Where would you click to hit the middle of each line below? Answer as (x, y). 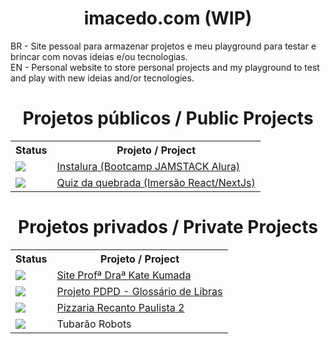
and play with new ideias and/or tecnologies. (102, 78)
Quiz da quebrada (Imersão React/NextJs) (156, 182)
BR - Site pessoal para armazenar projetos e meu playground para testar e (163, 46)
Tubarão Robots (94, 324)
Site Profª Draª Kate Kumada (124, 275)
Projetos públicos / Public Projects (168, 118)
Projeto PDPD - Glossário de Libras (139, 291)
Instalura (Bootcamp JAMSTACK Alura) (148, 166)
